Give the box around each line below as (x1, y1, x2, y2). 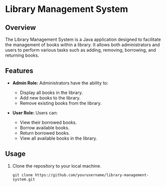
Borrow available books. (19, 124, 70, 130)
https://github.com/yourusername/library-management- (34, 173, 149, 178)
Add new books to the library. (19, 94, 81, 100)
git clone (12, 173, 33, 178)
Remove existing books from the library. (19, 100, 102, 106)
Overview (5, 23, 36, 32)
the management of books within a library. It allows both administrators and (5, 42, 161, 48)
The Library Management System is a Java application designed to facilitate (5, 36, 161, 42)
